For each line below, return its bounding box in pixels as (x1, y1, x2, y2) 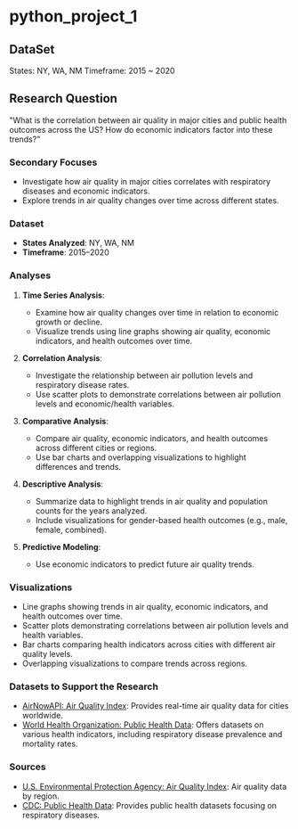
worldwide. (21, 710, 64, 721)
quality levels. (21, 649, 73, 659)
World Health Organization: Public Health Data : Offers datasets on (21, 719, 264, 730)
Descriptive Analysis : (21, 479, 104, 489)
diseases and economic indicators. (21, 185, 150, 197)
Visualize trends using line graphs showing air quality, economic (35, 325, 271, 336)
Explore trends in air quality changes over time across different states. (21, 195, 279, 206)
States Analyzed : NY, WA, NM (21, 238, 135, 249)
